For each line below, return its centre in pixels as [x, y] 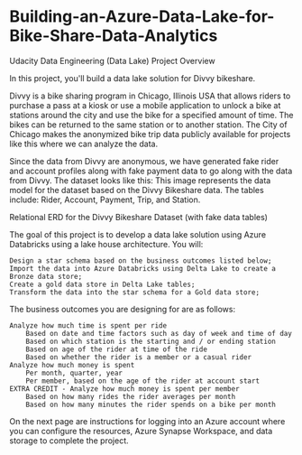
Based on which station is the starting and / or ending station [151, 341]
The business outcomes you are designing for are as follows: [123, 309]
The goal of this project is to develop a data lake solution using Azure [138, 234]
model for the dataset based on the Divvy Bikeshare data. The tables [137, 190]
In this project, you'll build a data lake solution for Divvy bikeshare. [133, 78]
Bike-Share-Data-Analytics [114, 36]
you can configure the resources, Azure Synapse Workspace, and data [141, 431]
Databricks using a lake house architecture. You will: [106, 244]
